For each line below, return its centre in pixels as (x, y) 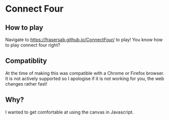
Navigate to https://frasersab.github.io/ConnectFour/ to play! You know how (84, 39)
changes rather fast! (26, 84)
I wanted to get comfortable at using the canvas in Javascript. (69, 112)
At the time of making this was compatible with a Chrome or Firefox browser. (85, 73)
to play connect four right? (33, 45)
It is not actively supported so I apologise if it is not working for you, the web (85, 78)
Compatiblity (26, 61)
